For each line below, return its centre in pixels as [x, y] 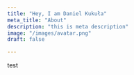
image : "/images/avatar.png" [49, 33]
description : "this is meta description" [68, 26]
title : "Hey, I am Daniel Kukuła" [57, 14]
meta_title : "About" [37, 20]
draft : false [26, 40]
